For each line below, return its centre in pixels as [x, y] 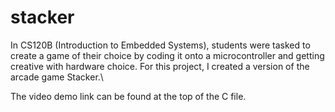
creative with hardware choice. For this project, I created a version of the [160, 66]
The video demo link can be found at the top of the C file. [128, 96]
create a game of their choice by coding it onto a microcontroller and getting [167, 55]
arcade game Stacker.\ [57, 77]
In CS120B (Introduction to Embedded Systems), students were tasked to [160, 45]
